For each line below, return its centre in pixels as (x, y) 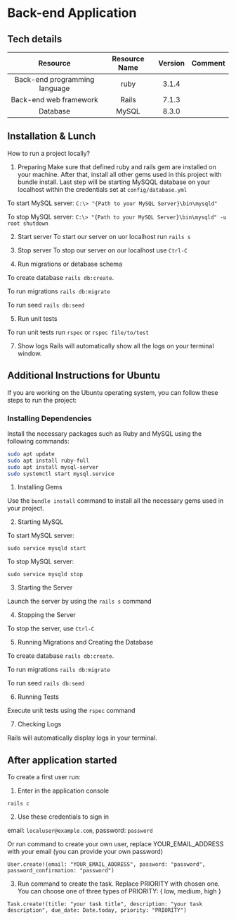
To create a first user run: (44, 777)
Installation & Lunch (52, 136)
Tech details (35, 39)
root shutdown (28, 224)
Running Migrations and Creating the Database (85, 642)
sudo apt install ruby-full (48, 460)
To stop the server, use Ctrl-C (51, 628)
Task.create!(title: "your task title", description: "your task (105, 904)
